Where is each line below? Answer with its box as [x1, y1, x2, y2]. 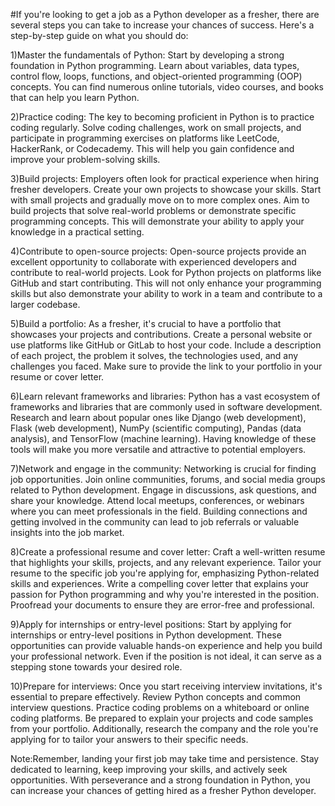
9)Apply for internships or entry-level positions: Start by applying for [10, 619, 292, 630]
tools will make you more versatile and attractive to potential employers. [10, 444, 307, 455]
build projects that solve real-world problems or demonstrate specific [10, 205, 297, 216]
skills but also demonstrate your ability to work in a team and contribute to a [10, 288, 323, 299]
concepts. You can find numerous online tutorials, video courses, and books [10, 81, 324, 93]
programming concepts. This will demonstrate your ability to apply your [10, 215, 305, 227]
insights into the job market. [10, 527, 125, 538]
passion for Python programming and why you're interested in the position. [10, 589, 320, 600]
